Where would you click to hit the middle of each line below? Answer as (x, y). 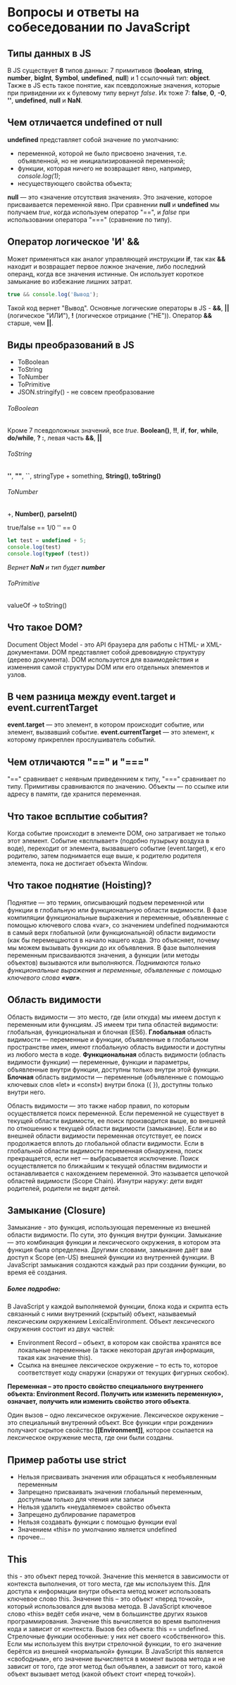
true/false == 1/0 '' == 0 (42, 527)
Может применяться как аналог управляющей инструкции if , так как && (117, 259)
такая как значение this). (55, 1358)
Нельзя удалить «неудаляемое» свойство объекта (94, 1507)
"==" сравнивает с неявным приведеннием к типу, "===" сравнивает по (117, 779)
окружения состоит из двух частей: (61, 1329)
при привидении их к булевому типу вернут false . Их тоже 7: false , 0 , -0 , (117, 93)
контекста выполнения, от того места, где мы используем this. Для (109, 1584)
